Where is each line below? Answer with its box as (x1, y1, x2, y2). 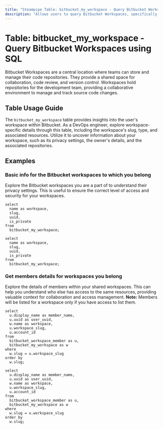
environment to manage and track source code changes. (5, 90, 118, 96)
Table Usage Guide (5, 104, 64, 112)
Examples (5, 156, 35, 165)
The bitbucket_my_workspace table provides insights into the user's (5, 117, 138, 123)
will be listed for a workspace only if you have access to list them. (5, 299, 137, 305)
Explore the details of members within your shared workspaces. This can (5, 284, 151, 290)
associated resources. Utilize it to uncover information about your (5, 132, 136, 138)
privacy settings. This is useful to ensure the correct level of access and (5, 188, 149, 193)
